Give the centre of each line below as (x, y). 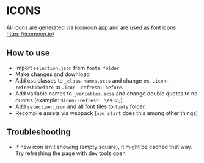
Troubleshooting (39, 132)
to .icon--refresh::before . (89, 87)
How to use (28, 53)
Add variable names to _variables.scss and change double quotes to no (106, 93)
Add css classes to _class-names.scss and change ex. (83, 80)
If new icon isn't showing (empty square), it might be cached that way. (104, 147)
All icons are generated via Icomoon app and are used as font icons (91, 27)
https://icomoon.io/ (31, 33)
